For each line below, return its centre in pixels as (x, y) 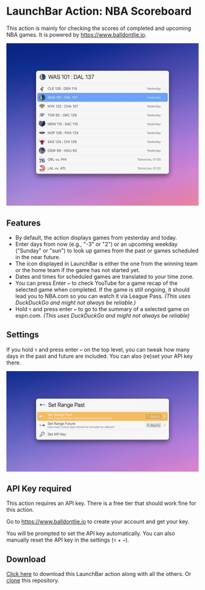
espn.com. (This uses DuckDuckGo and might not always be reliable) (103, 315)
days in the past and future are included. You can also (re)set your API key (100, 356)
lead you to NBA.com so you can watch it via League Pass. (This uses (103, 296)
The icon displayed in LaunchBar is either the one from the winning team (106, 264)
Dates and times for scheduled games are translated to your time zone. (104, 277)
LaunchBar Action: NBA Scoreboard (99, 11)
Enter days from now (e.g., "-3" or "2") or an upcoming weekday (96, 244)
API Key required (39, 489)
